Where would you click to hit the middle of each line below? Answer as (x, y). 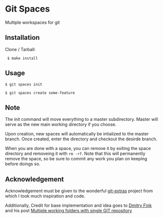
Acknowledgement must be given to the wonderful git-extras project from (79, 191)
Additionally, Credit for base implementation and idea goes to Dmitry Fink (78, 205)
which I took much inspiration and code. (45, 196)
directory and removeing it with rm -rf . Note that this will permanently (75, 153)
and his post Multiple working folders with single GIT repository (69, 211)
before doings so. (23, 164)
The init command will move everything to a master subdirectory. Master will (81, 119)
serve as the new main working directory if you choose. (61, 124)
